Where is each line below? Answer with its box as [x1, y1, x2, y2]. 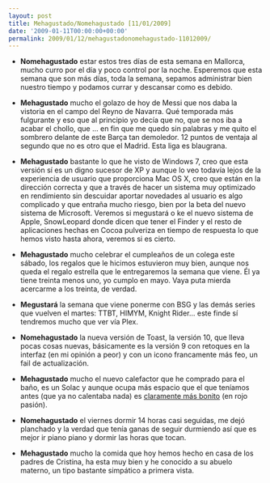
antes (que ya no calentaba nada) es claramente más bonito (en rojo [19, 392, 248, 401]
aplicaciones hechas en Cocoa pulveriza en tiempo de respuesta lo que [19, 226, 259, 235]
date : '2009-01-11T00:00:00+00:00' [8, 27, 129, 35]
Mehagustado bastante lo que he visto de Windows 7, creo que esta [19, 157, 249, 167]
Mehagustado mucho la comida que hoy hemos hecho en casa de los [19, 448, 254, 458]
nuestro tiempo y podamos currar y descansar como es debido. [19, 83, 233, 92]
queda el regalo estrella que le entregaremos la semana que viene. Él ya [19, 267, 260, 277]
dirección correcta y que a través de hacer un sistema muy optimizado [19, 183, 256, 193]
